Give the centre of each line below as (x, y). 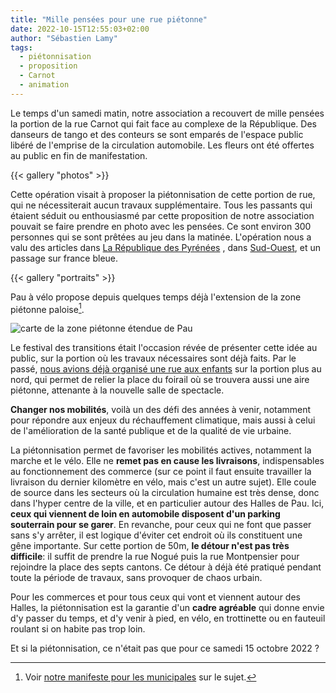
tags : (21, 47)
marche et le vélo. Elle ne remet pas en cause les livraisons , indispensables (167, 461)
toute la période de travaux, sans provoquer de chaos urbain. (136, 578)
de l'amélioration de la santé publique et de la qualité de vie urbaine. (151, 431)
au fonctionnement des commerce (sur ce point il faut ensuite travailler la (161, 472)
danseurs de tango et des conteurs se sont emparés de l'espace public (157, 134)
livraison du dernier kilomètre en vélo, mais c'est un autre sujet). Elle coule (163, 482)
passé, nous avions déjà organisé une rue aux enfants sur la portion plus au (166, 369)
